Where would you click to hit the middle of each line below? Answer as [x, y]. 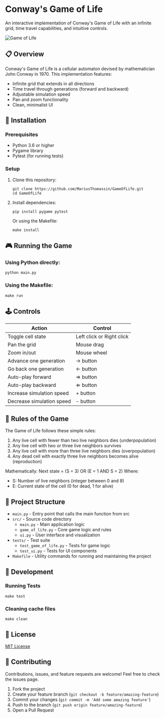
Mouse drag [90, 345]
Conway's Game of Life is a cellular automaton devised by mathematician [80, 69]
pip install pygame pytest [40, 212]
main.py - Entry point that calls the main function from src [71, 514]
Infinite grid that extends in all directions [53, 84]
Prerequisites [22, 134]
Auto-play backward [32, 385]
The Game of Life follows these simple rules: [51, 431]
